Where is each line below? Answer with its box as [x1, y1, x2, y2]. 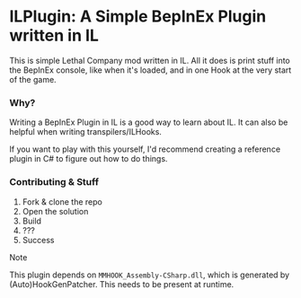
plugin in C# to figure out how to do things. [9, 153, 168, 164]
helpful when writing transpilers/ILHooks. [9, 127, 162, 137]
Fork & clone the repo [22, 196, 103, 207]
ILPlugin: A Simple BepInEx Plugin [9, 6, 267, 27]
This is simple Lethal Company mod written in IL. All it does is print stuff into [9, 55, 290, 66]
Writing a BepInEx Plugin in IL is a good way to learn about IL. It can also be [9, 117, 288, 127]
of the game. [9, 74, 57, 84]
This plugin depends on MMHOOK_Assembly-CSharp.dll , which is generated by [9, 269, 290, 280]
